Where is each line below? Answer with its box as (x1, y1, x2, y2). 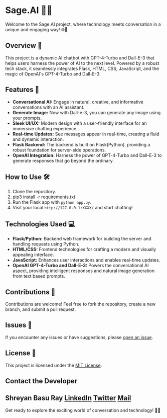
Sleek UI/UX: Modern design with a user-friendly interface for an (12, 120, 147, 126)
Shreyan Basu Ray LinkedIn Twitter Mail (5, 394, 131, 402)
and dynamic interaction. (12, 136, 64, 142)
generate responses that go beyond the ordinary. (12, 157, 114, 163)
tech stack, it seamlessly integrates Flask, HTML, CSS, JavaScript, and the (5, 65, 159, 71)
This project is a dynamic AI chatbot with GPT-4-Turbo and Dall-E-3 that (5, 55, 154, 61)
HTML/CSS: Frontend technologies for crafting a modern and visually (12, 246, 156, 253)
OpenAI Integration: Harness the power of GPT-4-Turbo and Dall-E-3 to (12, 152, 162, 158)
